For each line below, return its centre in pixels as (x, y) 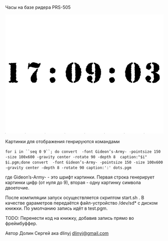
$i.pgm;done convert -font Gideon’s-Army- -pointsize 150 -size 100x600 (84, 162)
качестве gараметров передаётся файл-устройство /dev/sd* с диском (81, 203)
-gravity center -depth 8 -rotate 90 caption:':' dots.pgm (68, 168)
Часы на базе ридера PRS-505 (38, 7)
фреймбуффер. (21, 223)
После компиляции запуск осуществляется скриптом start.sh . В (75, 198)
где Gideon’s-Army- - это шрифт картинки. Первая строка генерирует (80, 177)
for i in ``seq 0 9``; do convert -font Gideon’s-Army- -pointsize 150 (83, 152)
